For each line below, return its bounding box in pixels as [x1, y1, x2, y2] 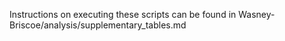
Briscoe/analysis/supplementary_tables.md [9, 19, 187, 31]
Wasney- [238, 9, 276, 20]
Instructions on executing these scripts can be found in [9, 9, 237, 20]
